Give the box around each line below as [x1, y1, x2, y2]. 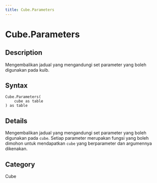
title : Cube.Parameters [5, 7, 55, 12]
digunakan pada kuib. [5, 67, 50, 73]
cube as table [14, 99, 43, 104]
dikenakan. [5, 146, 28, 152]
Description [5, 48, 42, 57]
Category [5, 160, 35, 169]
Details [5, 116, 27, 125]
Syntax [5, 82, 28, 90]
